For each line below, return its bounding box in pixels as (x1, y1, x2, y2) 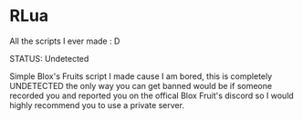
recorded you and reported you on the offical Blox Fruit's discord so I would (9, 90, 294, 101)
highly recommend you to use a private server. (9, 99, 185, 110)
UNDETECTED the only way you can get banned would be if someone (9, 80, 272, 91)
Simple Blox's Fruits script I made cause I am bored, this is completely (9, 70, 273, 82)
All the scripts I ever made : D (9, 35, 120, 46)
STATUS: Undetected (9, 53, 89, 64)
